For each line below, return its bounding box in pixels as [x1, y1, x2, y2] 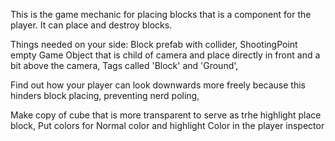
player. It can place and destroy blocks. [10, 19, 173, 31]
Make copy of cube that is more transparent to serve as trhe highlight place [10, 109, 322, 121]
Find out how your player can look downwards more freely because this [10, 79, 306, 91]
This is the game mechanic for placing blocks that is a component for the [10, 9, 312, 20]
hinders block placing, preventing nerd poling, [10, 90, 200, 101]
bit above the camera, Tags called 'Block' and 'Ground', [10, 60, 239, 71]
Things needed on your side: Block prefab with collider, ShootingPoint [10, 39, 298, 50]
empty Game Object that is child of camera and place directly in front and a [10, 49, 321, 61]
